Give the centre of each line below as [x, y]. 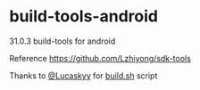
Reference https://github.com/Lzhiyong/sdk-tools [100, 58]
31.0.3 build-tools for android [62, 41]
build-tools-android [84, 16]
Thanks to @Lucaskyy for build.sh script [83, 75]
